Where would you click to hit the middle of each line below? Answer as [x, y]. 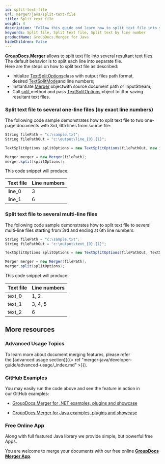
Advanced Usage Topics [35, 344]
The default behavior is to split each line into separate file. [64, 61]
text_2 [15, 312]
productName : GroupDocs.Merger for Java [47, 37]
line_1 [14, 199]
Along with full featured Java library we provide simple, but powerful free [79, 436]
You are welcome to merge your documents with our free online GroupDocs [82, 451]
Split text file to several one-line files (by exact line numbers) [79, 109]
